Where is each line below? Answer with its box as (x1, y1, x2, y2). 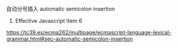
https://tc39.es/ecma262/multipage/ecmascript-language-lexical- (6, 29, 172, 36)
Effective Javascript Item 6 (15, 17, 83, 24)
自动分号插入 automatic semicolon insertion (6, 5, 115, 12)
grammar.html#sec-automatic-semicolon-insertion (6, 35, 133, 42)
